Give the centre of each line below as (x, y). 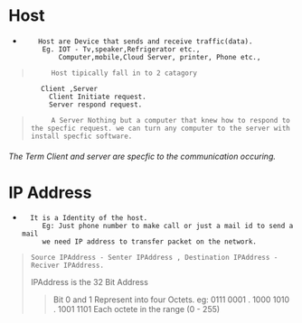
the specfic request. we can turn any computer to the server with (160, 128)
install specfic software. (81, 136)
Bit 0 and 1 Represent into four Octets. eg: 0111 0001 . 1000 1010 (171, 300)
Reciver (45, 266)
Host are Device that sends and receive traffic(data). (146, 42)
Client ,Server (70, 88)
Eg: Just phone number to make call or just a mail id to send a (168, 226)
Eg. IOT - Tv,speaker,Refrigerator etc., (121, 49)
